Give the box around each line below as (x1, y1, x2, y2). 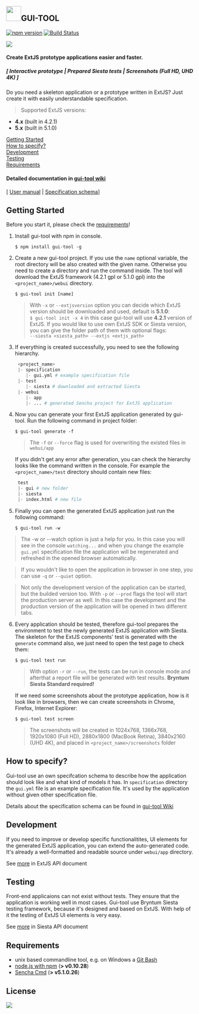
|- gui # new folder (17, 486, 68, 492)
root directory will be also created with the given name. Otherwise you (14, 261, 187, 268)
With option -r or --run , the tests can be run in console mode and (29, 667, 191, 675)
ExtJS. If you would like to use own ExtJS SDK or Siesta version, (29, 320, 187, 327)
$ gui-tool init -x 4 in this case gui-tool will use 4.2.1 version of (29, 314, 192, 322)
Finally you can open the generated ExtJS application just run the (14, 507, 175, 514)
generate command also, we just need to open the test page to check (14, 640, 185, 647)
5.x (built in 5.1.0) (14, 124, 58, 131)
